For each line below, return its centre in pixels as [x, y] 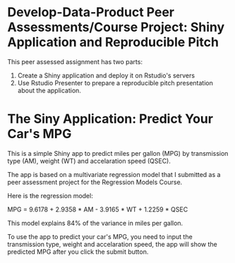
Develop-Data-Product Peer [91, 12]
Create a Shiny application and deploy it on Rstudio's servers [106, 75]
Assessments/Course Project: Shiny [116, 27]
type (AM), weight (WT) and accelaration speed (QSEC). [89, 161]
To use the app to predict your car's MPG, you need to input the [100, 236]
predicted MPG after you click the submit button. [78, 252]
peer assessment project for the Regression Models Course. [95, 182]
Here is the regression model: [50, 195]
